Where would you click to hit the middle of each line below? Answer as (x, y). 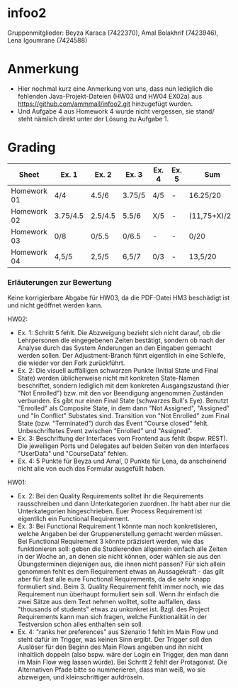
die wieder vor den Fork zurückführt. (71, 363)
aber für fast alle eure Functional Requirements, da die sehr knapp (114, 579)
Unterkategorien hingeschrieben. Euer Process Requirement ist (110, 511)
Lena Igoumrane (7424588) (47, 40)
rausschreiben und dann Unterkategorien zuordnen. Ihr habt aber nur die (124, 504)
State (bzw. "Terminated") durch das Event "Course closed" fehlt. (113, 423)
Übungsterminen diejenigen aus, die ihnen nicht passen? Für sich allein (121, 564)
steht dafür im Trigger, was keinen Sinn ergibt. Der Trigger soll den (115, 640)
